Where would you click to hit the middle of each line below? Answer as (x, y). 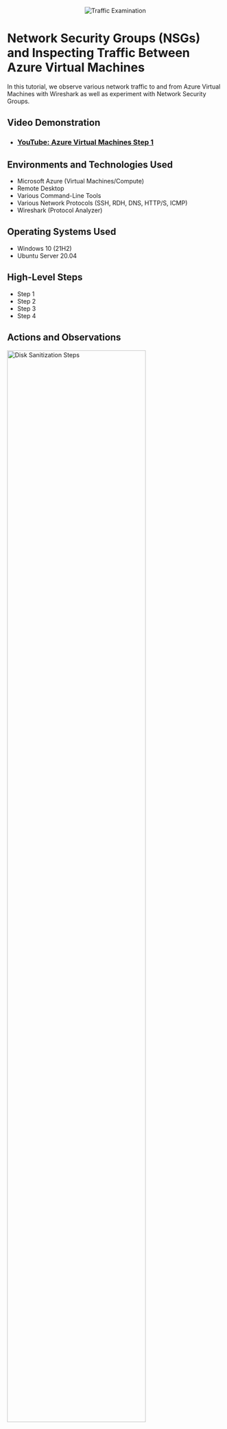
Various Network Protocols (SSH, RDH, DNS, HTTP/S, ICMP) (102, 203)
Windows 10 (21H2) (44, 248)
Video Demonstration (54, 123)
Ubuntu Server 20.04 (47, 256)
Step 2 (26, 301)
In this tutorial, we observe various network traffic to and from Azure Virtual (114, 87)
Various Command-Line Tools (59, 196)
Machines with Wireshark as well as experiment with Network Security (107, 93)
